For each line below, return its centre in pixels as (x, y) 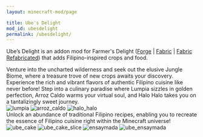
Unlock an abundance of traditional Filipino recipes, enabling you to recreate (102, 115)
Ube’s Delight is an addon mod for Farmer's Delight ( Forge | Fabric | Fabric (99, 52)
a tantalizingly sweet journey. (43, 102)
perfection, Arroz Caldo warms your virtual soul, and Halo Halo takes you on (101, 95)
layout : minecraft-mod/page (42, 12)
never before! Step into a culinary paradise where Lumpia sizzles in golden (99, 89)
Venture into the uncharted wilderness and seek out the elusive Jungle (95, 70)
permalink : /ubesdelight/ (39, 34)
